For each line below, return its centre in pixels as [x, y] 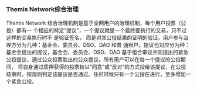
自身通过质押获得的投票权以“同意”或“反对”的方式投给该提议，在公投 [104, 67]
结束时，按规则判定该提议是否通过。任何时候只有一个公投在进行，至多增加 [96, 74]
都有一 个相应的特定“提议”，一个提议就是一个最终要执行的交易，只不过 [101, 30]
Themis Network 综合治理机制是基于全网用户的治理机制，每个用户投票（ [94, 23]
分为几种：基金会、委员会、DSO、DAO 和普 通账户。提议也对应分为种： [103, 45]
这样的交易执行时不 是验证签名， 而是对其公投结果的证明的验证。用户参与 [95, 38]
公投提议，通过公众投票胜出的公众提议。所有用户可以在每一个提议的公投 [93, 60]
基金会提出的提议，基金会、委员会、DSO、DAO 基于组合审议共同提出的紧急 [97, 52]
